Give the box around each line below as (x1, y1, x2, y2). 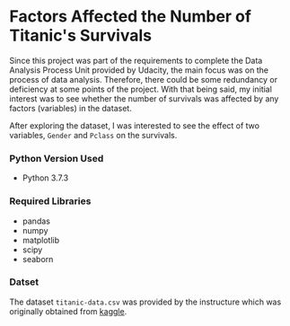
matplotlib (22, 234, 60, 245)
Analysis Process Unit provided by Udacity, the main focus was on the (9, 65, 269, 75)
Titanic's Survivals (9, 25, 153, 46)
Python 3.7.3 (22, 172, 69, 183)
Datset (9, 276, 40, 288)
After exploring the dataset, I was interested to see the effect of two (9, 119, 260, 131)
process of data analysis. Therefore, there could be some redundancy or (9, 74, 278, 84)
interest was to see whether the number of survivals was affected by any (9, 93, 279, 104)
